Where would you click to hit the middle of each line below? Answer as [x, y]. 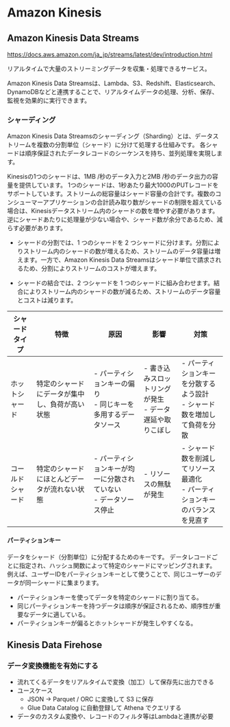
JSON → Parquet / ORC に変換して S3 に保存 [90, 700]
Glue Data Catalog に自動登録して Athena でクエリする [104, 708]
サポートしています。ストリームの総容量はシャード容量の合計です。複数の [111, 194]
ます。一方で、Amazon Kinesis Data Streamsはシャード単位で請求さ [119, 260]
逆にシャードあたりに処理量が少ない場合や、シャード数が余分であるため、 [112, 220]
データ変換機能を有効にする [53, 666]
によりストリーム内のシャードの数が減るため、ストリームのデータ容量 [122, 292]
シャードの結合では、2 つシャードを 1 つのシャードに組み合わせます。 [115, 283]
